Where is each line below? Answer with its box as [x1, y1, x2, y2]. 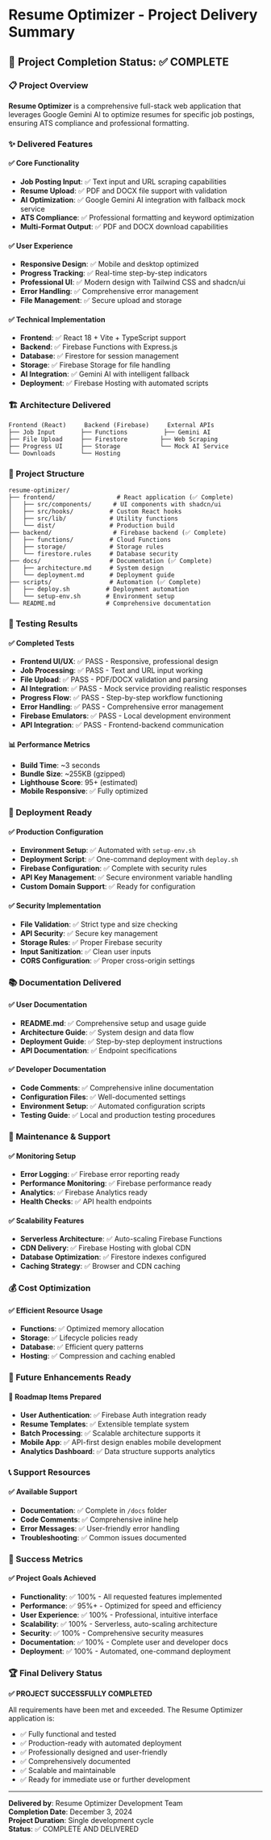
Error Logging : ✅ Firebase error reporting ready [19, 1170, 180, 1179]
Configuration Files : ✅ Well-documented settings [19, 1092, 186, 1102]
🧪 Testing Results [8, 618, 78, 629]
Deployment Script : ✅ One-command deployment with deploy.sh [19, 855, 239, 864]
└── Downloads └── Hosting [8, 449, 121, 457]
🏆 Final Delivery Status [8, 1667, 102, 1678]
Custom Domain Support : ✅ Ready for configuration [19, 882, 196, 892]
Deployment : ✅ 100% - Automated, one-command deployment [19, 1646, 231, 1656]
